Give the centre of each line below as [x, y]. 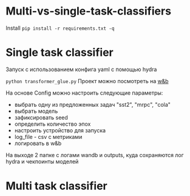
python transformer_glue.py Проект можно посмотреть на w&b [87, 81]
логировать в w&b [38, 143]
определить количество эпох [53, 124]
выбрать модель [36, 111]
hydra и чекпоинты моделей [42, 161]
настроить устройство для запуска [60, 130]
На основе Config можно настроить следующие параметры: [84, 93]
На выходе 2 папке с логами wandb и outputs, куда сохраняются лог [95, 155]
